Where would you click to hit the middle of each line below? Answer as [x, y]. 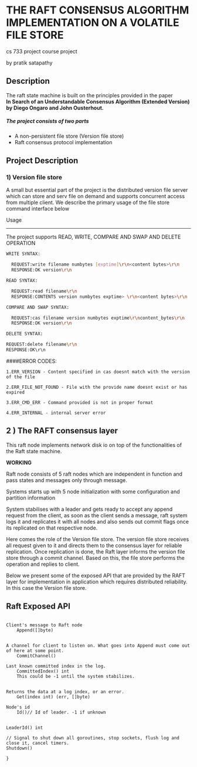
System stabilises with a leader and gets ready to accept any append [89, 509]
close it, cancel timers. [38, 743]
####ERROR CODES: [32, 361]
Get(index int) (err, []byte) [54, 697]
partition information [31, 498]
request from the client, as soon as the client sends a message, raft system [97, 515]
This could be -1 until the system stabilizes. [76, 676]
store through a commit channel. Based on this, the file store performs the [95, 558]
